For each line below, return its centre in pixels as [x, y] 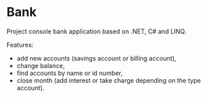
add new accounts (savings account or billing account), [96, 58]
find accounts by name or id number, [69, 73]
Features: [20, 44]
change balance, [41, 65]
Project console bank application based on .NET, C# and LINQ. [96, 31]
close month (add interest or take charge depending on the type [109, 80]
